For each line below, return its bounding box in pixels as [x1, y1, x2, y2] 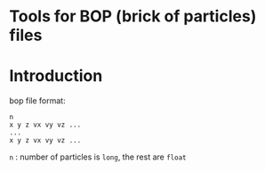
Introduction [9, 66, 103, 86]
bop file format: [9, 95, 66, 106]
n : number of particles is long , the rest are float [9, 151, 187, 162]
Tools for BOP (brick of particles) [9, 6, 257, 27]
